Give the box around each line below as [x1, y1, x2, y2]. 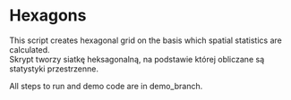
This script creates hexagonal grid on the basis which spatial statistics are [9, 35, 282, 46]
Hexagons [9, 5, 87, 26]
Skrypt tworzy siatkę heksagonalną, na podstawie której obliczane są [9, 54, 265, 64]
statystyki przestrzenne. [9, 63, 99, 74]
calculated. [9, 44, 51, 54]
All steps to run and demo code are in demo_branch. [9, 80, 203, 91]
